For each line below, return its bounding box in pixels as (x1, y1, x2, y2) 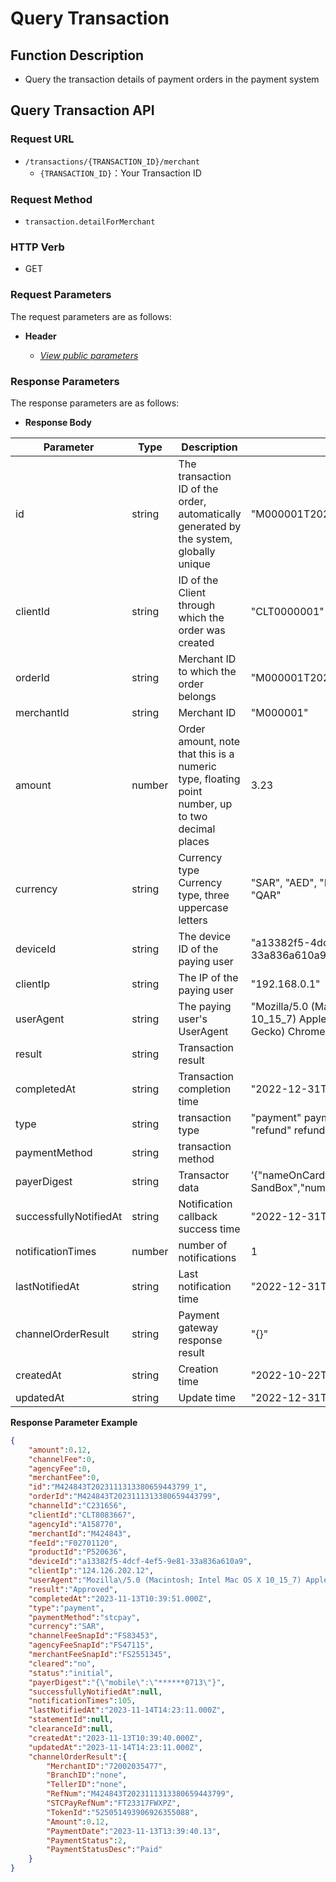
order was (178, 623, 226, 637)
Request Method (10, 192, 93, 206)
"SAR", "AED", (250, 875, 317, 889)
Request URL (10, 132, 75, 146)
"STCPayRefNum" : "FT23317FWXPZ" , (46, 1798, 182, 1808)
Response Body (24, 416, 92, 428)
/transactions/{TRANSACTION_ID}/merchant (24, 157, 200, 167)
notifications (178, 1250, 237, 1264)
